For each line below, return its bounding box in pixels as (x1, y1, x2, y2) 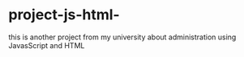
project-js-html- (8, 6, 120, 24)
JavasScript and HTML (8, 40, 85, 50)
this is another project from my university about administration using (8, 32, 237, 42)
